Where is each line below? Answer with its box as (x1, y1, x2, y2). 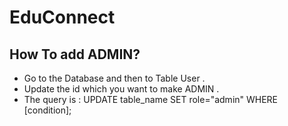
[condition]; (23, 104, 72, 116)
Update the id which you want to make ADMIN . (23, 83, 220, 95)
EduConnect (9, 6, 116, 29)
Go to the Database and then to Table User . (23, 72, 206, 84)
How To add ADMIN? (9, 46, 141, 63)
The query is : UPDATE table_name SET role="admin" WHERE (23, 94, 279, 105)
